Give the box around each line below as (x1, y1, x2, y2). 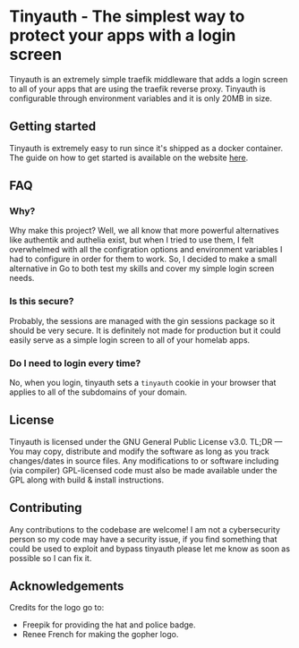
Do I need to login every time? (9, 356, 141, 369)
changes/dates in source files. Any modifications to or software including (9, 455, 279, 466)
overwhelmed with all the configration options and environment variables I (9, 244, 283, 255)
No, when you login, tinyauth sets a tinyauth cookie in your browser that (9, 378, 277, 388)
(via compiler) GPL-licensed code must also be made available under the (9, 465, 278, 475)
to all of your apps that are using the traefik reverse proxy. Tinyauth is (9, 83, 266, 94)
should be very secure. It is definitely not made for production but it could (9, 325, 281, 336)
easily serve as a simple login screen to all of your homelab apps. (9, 334, 251, 345)
